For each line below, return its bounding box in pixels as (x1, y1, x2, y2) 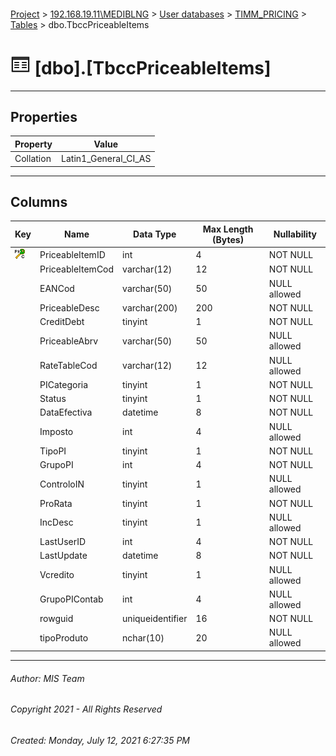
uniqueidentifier (122, 613, 188, 625)
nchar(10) (122, 631, 165, 644)
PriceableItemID (39, 249, 106, 261)
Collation (14, 153, 52, 165)
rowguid (39, 613, 74, 625)
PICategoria (39, 378, 89, 390)
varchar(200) (122, 301, 178, 314)
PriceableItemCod (39, 263, 115, 275)
